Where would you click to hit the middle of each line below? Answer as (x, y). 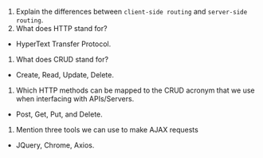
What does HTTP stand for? (61, 28)
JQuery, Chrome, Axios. (55, 145)
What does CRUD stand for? (62, 59)
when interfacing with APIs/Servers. (75, 99)
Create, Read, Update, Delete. (65, 75)
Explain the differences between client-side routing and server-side (131, 12)
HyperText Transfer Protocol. (63, 44)
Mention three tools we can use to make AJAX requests (107, 130)
